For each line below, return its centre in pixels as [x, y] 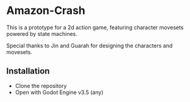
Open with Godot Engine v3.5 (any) [59, 92]
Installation [28, 71]
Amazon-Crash [46, 11]
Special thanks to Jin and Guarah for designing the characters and [90, 46]
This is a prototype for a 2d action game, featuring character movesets [95, 27]
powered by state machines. [42, 33]
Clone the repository [41, 86]
